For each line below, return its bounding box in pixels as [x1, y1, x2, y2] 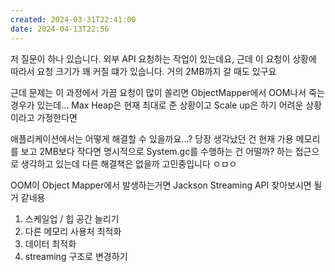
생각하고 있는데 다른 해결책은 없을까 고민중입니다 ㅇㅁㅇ [20, 157, 238, 170]
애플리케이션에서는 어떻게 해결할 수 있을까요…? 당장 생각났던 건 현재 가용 [10, 132, 294, 145]
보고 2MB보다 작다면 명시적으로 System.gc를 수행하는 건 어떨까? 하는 [20, 145, 293, 157]
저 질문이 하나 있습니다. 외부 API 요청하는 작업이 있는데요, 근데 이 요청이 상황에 [10, 52, 317, 65]
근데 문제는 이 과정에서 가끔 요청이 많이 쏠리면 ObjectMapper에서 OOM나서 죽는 [10, 86, 325, 98]
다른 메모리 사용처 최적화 [24, 225, 122, 237]
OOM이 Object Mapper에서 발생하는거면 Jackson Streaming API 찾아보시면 [10, 179, 312, 191]
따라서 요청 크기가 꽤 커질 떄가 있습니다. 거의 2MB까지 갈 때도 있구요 [10, 65, 277, 77]
